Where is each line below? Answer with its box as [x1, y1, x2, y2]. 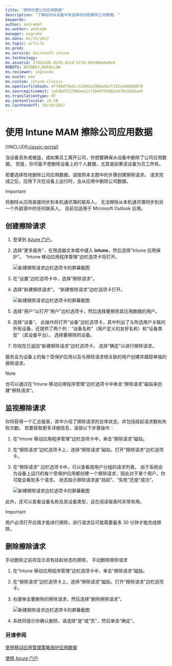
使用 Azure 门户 [5, 655, 38, 661]
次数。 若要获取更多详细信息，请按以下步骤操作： [9, 425, 114, 431]
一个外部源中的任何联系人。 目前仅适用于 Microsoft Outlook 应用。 [5, 206, 146, 212]
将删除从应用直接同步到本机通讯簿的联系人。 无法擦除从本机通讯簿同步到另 [5, 199, 164, 205]
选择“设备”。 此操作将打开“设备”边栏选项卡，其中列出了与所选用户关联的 [12, 319, 166, 325]
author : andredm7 [5, 22, 42, 27]
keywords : [5, 17, 27, 22]
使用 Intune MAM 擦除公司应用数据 [5, 127, 153, 138]
